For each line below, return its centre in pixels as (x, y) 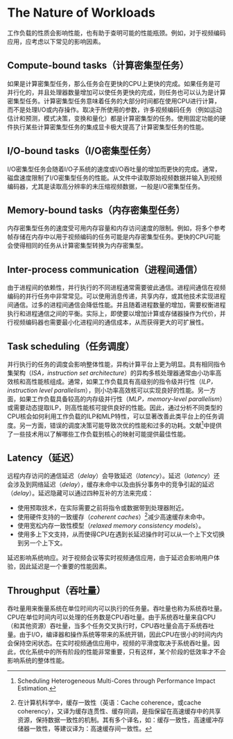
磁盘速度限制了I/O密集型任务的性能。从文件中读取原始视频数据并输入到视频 (115, 178)
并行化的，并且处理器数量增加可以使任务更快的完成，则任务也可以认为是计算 (116, 92)
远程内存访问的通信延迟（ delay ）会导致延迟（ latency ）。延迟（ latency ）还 (114, 476)
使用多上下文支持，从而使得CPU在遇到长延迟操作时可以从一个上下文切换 (121, 534)
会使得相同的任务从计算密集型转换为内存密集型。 (77, 246)
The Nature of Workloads (81, 13)
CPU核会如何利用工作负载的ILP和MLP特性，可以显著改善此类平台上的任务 (113, 416)
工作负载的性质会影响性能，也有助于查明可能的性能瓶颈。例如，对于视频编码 (116, 33)
